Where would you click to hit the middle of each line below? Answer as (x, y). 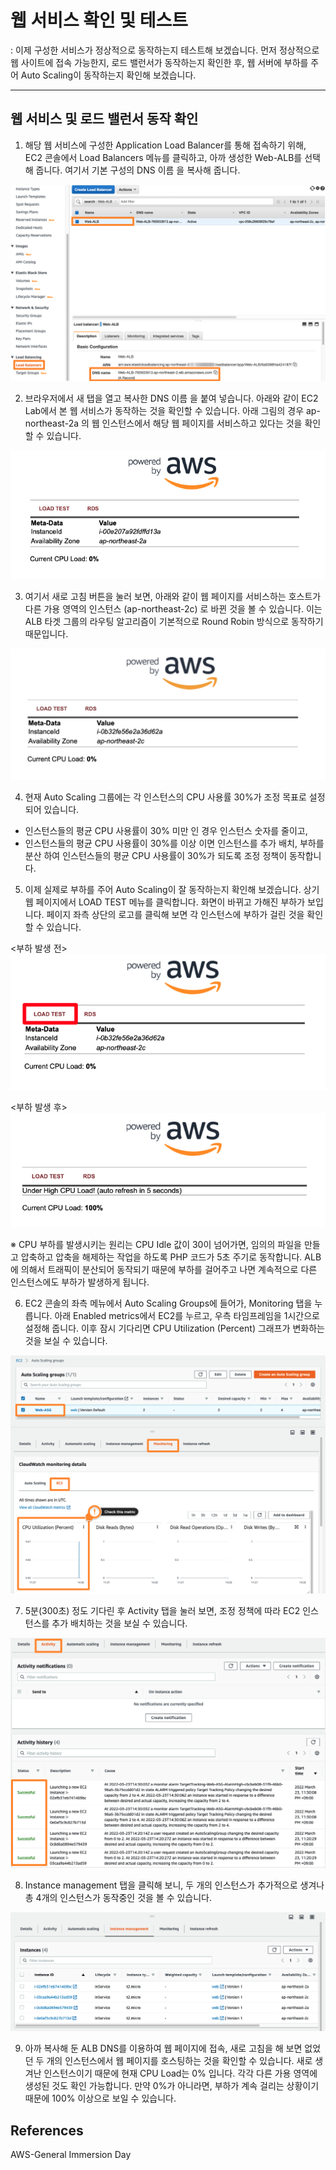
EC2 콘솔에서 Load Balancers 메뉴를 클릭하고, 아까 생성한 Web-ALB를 (163, 157)
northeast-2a (52, 423)
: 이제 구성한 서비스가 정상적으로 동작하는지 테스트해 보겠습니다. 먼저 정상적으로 (165, 50)
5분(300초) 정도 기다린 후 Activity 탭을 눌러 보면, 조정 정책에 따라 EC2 (162, 1610)
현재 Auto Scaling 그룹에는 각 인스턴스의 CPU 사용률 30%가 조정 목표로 (165, 797)
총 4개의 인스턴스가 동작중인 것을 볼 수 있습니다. (118, 1897)
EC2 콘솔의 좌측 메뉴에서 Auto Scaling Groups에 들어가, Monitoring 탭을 (168, 1303)
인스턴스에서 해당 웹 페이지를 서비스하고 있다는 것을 (202, 423)
